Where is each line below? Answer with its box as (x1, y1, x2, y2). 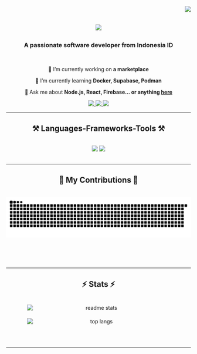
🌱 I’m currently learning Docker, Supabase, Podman (35, 77, 162, 84)
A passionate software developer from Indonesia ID (23, 41, 174, 49)
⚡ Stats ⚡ (81, 279, 116, 289)
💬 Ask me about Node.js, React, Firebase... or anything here (24, 88, 173, 96)
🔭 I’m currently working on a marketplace (48, 66, 149, 73)
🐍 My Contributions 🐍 (59, 175, 138, 185)
